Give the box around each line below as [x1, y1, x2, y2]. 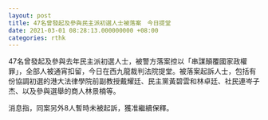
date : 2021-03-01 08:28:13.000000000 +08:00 [8, 26, 159, 34]
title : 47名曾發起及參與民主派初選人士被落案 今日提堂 [8, 19, 171, 27]
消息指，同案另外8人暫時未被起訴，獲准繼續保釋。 [8, 103, 174, 113]
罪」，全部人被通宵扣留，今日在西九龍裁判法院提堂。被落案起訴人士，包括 [8, 67, 250, 76]
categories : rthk [8, 33, 66, 42]
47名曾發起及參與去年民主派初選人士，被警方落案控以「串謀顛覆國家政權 [8, 56, 247, 66]
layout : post [8, 11, 52, 20]
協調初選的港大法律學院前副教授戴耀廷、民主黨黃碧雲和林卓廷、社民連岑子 [14, 76, 260, 86]
